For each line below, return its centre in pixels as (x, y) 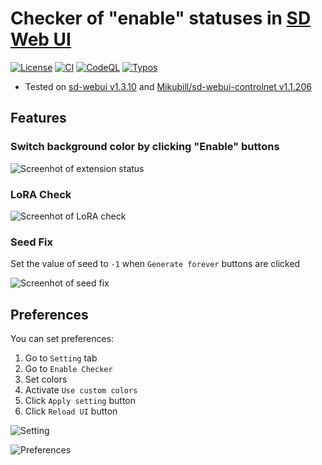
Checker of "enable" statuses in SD (161, 18)
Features (38, 118)
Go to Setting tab (61, 358)
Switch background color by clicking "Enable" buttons (145, 147)
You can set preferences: (62, 339)
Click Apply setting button (80, 401)
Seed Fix (31, 242)
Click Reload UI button (71, 411)
